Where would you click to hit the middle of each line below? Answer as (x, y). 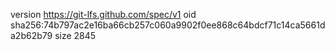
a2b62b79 (31, 35)
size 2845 (75, 35)
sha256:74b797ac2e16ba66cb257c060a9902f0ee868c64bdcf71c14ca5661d (168, 25)
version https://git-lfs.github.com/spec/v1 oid (103, 14)
